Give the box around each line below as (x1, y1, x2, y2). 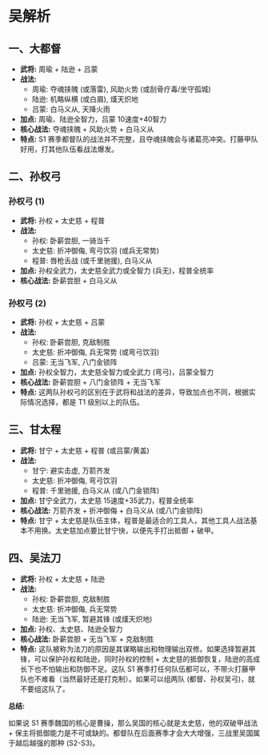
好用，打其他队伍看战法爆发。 (19, 145, 118, 154)
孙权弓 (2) (8, 298, 46, 309)
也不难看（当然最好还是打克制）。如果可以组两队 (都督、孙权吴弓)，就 (26, 673, 255, 684)
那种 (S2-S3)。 (50, 737, 100, 748)
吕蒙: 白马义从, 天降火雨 (31, 105, 110, 114)
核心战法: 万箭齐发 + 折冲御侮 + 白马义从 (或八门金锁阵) (19, 505, 203, 515)
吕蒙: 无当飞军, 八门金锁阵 (31, 357, 118, 366)
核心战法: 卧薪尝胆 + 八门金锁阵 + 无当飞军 (19, 377, 162, 386)
